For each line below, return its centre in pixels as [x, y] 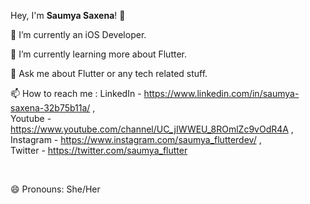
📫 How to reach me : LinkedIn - [76, 93]
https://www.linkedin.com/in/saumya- [221, 93]
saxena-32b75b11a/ [50, 108]
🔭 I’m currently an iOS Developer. [78, 34]
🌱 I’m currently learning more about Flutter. [98, 54]
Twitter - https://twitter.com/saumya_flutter [99, 150]
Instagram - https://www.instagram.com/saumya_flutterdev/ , [136, 139]
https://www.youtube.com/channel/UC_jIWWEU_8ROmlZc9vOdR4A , [152, 129]
